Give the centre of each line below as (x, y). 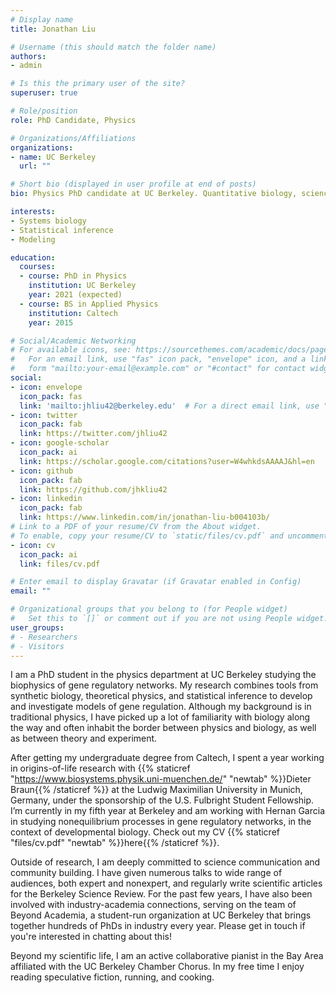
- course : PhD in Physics (73, 276)
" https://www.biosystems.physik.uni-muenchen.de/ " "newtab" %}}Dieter (161, 779)
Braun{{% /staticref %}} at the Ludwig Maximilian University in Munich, (156, 790)
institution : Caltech (73, 313)
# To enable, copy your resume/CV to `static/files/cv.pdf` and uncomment (169, 536)
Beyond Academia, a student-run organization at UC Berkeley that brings (161, 915)
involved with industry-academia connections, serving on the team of (153, 905)
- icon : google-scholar (60, 443)
